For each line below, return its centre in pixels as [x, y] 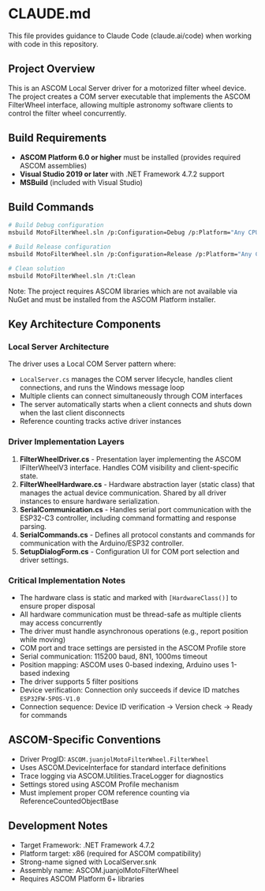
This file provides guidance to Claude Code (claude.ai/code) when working [130, 36]
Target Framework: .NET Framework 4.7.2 [87, 845]
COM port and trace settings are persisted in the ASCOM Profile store [132, 647]
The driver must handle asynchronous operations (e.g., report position [134, 631]
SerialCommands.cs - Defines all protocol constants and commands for [137, 534]
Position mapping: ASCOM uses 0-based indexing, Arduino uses [124, 664]
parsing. [33, 526]
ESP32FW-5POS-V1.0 [50, 699]
